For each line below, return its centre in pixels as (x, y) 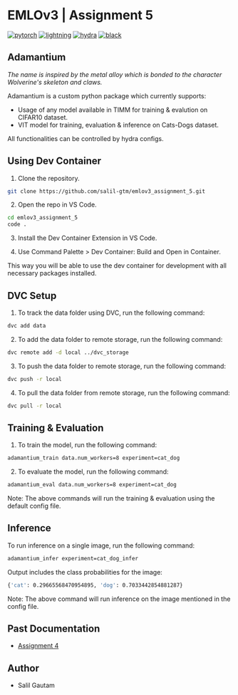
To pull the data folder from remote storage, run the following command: (124, 392)
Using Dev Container (55, 161)
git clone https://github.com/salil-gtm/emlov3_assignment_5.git (106, 191)
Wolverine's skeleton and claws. (55, 82)
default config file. (34, 506)
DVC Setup (32, 296)
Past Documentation (54, 629)
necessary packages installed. (52, 273)
